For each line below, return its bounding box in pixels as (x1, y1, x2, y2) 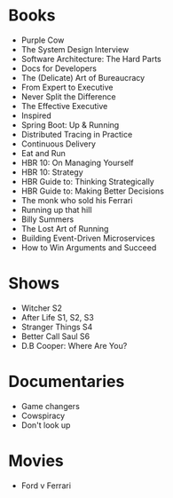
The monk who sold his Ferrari (20, 194, 133, 205)
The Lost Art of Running (20, 223, 109, 233)
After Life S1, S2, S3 (20, 312, 94, 322)
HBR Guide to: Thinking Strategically (20, 176, 154, 186)
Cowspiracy (20, 410, 66, 421)
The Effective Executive (20, 100, 108, 111)
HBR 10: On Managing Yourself (20, 157, 134, 168)
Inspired (20, 110, 51, 121)
